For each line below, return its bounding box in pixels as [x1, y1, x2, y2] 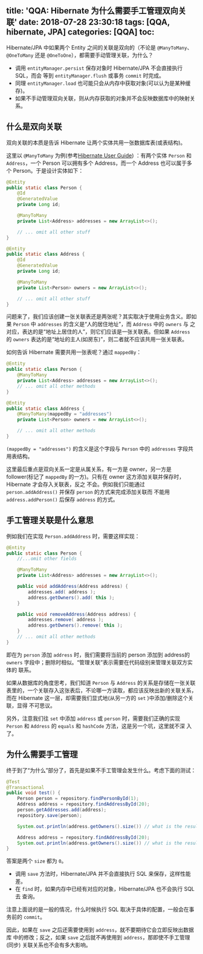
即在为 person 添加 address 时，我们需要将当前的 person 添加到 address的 [6, 651, 190, 658]
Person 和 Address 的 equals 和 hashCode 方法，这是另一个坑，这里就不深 [6, 722, 185, 729]
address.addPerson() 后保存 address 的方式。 [6, 496, 118, 503]
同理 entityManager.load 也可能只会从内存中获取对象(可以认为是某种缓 [14, 79, 191, 87]
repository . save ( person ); [17, 812, 83, 818]
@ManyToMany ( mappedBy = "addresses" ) [17, 411, 112, 417]
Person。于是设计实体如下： [13, 167, 84, 174]
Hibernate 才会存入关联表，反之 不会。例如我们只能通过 [6, 481, 145, 488]
